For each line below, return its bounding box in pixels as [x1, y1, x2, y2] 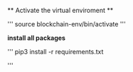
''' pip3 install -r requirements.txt [7, 48, 104, 56]
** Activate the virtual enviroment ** [7, 6, 114, 14]
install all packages [7, 34, 66, 42]
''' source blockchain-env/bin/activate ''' [7, 20, 126, 28]
